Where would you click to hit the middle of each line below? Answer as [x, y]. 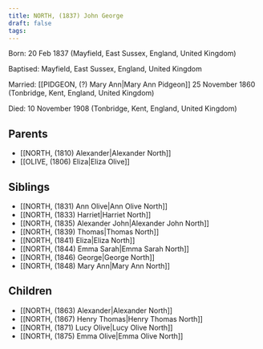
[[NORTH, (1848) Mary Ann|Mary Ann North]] [95, 266]
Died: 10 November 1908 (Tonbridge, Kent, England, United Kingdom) [123, 108]
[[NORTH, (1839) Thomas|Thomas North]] [89, 232]
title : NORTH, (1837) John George [66, 16]
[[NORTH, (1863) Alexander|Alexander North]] [96, 310]
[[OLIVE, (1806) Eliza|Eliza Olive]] [75, 162]
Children [30, 291]
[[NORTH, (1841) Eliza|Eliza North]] [77, 240]
